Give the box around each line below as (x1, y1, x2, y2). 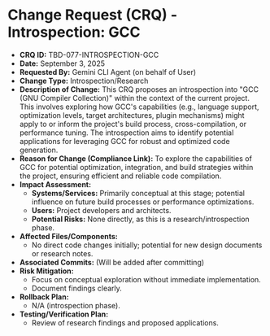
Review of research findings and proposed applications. (31, 317, 219, 327)
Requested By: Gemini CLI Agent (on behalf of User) (19, 67, 197, 76)
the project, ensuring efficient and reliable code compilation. (19, 171, 222, 181)
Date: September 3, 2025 (19, 59, 106, 68)
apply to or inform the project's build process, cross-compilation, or (19, 119, 247, 129)
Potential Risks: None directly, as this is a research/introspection (31, 214, 250, 224)
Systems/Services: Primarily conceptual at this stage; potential (31, 188, 246, 198)
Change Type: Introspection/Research (19, 76, 149, 85)
